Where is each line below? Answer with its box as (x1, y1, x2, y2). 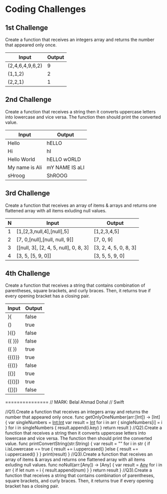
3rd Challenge (5, 189, 50, 198)
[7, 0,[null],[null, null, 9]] (16, 236, 74, 243)
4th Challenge (5, 269, 50, 278)
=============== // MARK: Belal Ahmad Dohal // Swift (5, 399, 125, 405)
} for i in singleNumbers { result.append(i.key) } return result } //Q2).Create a (5, 425, 162, 431)
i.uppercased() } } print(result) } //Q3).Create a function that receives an (5, 451, 153, 458)
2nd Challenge (5, 95, 52, 104)
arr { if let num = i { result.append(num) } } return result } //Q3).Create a (5, 467, 152, 473)
